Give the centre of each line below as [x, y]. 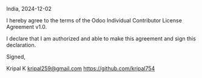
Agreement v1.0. [27, 27]
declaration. [21, 45]
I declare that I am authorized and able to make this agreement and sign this [101, 38]
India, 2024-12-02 [29, 9]
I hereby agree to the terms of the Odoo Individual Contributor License [94, 20]
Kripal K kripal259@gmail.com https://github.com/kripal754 [81, 68]
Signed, [16, 57]
